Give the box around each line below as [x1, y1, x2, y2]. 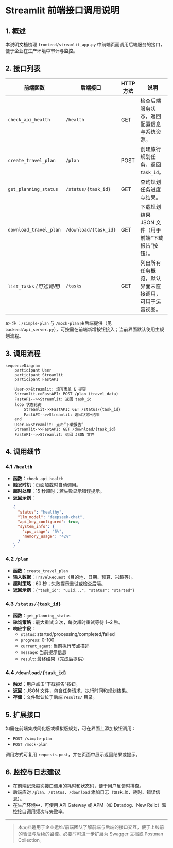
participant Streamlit [14, 372, 63, 377]
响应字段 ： [12, 625, 36, 631]
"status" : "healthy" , [18, 510, 64, 515]
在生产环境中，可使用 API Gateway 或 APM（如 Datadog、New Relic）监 [12, 802, 167, 808]
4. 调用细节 [5, 447, 41, 456]
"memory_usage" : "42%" [22, 534, 71, 539]
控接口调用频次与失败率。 [12, 808, 67, 815]
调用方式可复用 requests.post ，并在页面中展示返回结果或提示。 [5, 751, 141, 757]
